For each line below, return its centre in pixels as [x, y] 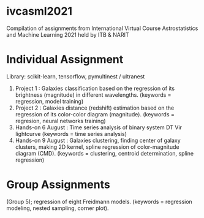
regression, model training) [49, 101]
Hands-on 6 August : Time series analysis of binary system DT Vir [99, 127]
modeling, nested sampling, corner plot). [58, 208]
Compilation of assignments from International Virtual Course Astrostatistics [102, 28]
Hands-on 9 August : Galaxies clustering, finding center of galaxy [98, 140]
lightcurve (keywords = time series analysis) [71, 133]
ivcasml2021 [39, 11]
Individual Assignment [65, 60]
